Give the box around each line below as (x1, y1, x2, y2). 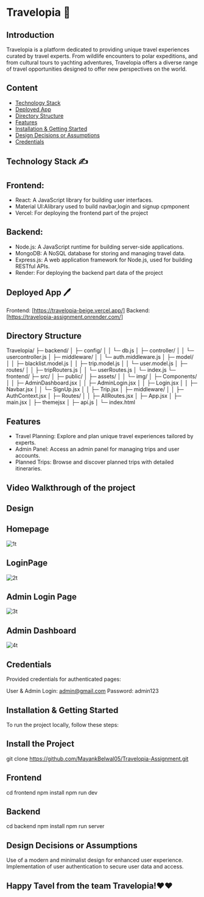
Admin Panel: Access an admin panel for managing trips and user (15, 445, 180, 453)
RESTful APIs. (15, 262, 50, 270)
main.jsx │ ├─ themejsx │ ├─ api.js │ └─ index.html (6, 399, 136, 406)
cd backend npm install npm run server (6, 823, 105, 830)
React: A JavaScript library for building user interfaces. (15, 196, 153, 204)
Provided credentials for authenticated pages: (6, 676, 121, 683)
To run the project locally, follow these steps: (6, 721, 119, 728)
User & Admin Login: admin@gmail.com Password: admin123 (6, 687, 160, 695)
